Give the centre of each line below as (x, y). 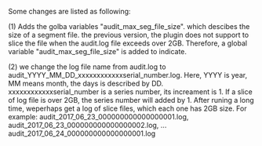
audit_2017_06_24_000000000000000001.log (82, 133)
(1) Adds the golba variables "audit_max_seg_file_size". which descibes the (129, 26)
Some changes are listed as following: (69, 11)
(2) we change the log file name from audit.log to (87, 67)
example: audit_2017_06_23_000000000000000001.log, (98, 117)
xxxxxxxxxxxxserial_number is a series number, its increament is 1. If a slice (130, 92)
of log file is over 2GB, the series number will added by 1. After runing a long (131, 100)
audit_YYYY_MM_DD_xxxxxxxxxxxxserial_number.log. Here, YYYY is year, (128, 75)
